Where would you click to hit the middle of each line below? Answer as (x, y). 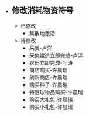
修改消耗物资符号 (42, 11)
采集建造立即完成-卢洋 (56, 55)
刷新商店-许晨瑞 (48, 77)
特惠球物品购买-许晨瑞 (56, 92)
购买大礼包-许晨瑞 (51, 100)
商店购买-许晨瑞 (48, 70)
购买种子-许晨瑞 (48, 85)
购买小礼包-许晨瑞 (51, 107)
